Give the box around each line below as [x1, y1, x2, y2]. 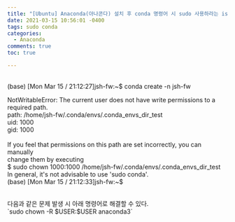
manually [7, 148, 34, 156]
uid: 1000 [7, 118, 34, 126]
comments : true [7, 43, 52, 50]
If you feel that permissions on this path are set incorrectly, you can [7, 140, 201, 148]
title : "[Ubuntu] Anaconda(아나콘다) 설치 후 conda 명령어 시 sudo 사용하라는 [7, 10, 219, 18]
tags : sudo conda [7, 23, 58, 30]
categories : [7, 29, 42, 37]
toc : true [7, 50, 36, 57]
